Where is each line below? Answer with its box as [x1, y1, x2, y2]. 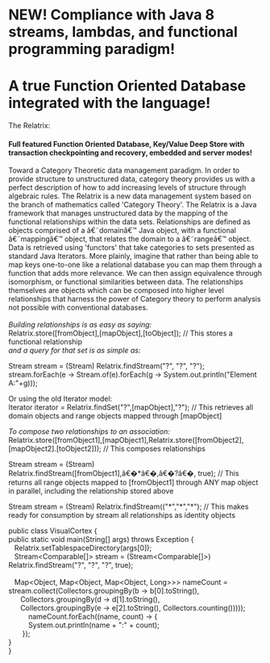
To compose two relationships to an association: [8, 427, 171, 436]
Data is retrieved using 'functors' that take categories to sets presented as [8, 243, 255, 252]
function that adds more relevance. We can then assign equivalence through [8, 269, 263, 278]
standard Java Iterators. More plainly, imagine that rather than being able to [8, 252, 259, 261]
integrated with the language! [8, 94, 211, 112]
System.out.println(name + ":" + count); [27, 620, 160, 630]
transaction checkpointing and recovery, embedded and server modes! [8, 148, 252, 157]
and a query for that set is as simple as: [8, 345, 141, 356]
